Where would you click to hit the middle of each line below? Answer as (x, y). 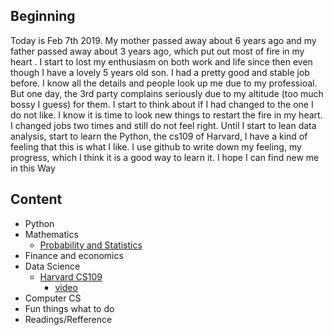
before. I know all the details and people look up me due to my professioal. (164, 83)
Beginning (43, 16)
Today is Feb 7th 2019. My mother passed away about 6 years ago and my (163, 40)
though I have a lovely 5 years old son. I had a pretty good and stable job (160, 72)
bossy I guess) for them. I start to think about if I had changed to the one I (162, 104)
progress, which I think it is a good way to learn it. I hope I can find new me (165, 157)
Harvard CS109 (71, 276)
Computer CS (53, 298)
